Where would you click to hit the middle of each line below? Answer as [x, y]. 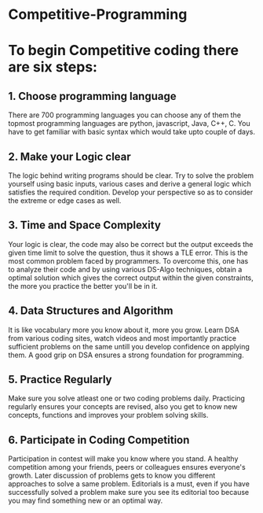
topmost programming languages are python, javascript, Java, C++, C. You [129, 124]
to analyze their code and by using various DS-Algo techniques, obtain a [125, 269]
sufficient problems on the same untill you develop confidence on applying [129, 346]
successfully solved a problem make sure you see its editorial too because [129, 493]
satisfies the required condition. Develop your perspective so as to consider [131, 192]
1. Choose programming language [92, 96]
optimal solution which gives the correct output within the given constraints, [131, 278]
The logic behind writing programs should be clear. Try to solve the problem [131, 175]
